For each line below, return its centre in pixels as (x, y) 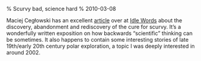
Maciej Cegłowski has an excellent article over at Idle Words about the (94, 20)
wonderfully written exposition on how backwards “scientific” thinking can (100, 33)
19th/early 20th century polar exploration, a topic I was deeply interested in (100, 46)
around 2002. (23, 53)
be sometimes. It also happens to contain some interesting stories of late (97, 40)
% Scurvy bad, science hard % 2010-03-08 (61, 9)
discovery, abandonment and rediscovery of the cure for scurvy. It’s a (94, 27)
